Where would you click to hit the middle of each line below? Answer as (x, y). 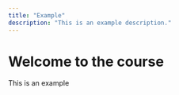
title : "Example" (37, 15)
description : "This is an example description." (90, 23)
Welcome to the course (86, 62)
